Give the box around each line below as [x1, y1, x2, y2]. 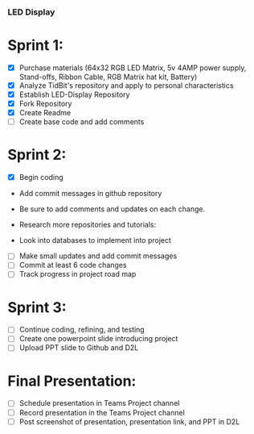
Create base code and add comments [18, 117, 145, 127]
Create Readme [18, 108, 72, 118]
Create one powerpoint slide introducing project [18, 334, 178, 344]
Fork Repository [18, 99, 72, 109]
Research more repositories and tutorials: [18, 220, 157, 230]
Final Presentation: [7, 372, 137, 390]
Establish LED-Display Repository [18, 90, 130, 99]
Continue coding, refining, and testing [18, 325, 145, 335]
